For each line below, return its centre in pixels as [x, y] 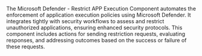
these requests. [26, 46]
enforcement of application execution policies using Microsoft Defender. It [99, 15]
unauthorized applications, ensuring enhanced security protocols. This [94, 27]
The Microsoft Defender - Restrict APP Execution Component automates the [101, 9]
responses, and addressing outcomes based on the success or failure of [96, 40]
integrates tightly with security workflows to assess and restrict [85, 21]
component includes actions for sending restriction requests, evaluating [96, 34]
